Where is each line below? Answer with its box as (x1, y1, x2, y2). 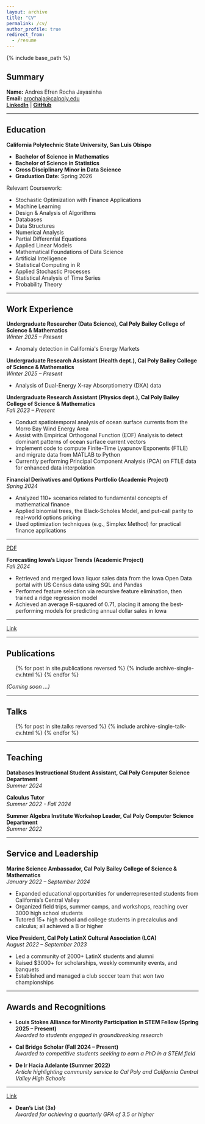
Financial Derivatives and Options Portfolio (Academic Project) (6, 476, 169, 484)
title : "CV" (6, 15, 37, 21)
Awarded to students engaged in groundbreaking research (15, 1031, 164, 1038)
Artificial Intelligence (15, 255, 67, 262)
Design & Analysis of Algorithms (15, 209, 96, 216)
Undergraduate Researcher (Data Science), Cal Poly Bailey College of (6, 320, 185, 328)
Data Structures (15, 222, 55, 230)
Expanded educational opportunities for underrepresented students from (15, 890, 199, 897)
